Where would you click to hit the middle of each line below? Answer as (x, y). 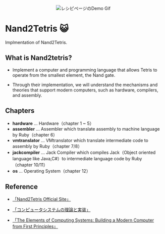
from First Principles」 (35, 227)
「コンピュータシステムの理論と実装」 (51, 210)
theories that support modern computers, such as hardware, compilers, (85, 90)
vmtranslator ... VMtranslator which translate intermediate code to (80, 140)
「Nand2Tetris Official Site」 (41, 199)
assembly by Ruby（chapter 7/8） (47, 146)
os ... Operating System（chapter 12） (51, 171)
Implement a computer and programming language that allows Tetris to (85, 70)
